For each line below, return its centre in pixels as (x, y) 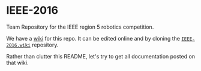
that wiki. (17, 63)
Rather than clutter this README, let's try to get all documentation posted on (101, 56)
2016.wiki (19, 45)
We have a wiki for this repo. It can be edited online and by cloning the (93, 38)
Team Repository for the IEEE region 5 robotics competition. (80, 27)
